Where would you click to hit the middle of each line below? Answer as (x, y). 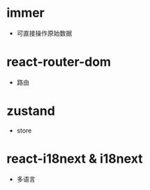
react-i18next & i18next (75, 158)
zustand (31, 111)
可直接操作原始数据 (44, 33)
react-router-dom (59, 62)
